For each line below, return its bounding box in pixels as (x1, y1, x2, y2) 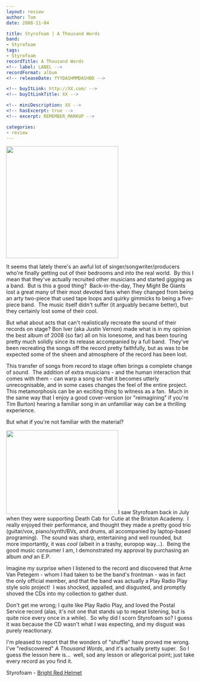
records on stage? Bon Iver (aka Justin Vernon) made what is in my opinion (6, 325, 191, 333)
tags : (6, 47, 20, 54)
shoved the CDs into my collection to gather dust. (6, 590, 128, 597)
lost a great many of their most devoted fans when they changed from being (6, 288, 194, 296)
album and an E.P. (6, 553, 51, 560)
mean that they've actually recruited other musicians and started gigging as (6, 276, 192, 283)
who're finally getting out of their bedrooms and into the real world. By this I (6, 269, 194, 277)
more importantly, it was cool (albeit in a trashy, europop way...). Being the (6, 540, 190, 548)
